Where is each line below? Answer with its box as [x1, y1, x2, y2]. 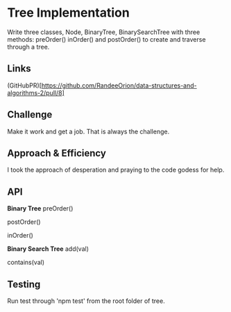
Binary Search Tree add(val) [7, 245, 89, 253]
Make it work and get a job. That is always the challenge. [7, 127, 170, 136]
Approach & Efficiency [7, 147, 106, 159]
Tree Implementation [7, 5, 130, 21]
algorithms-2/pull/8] [7, 88, 65, 97]
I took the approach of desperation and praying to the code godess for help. [7, 165, 225, 174]
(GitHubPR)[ [7, 81, 42, 90]
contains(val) [7, 258, 45, 267]
